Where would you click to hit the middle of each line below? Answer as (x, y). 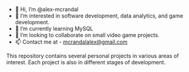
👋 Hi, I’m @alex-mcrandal (47, 9)
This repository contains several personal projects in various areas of (93, 56)
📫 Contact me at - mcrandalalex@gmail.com (71, 42)
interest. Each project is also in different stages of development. (86, 62)
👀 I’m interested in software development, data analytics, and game (99, 16)
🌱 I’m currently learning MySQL (54, 28)
